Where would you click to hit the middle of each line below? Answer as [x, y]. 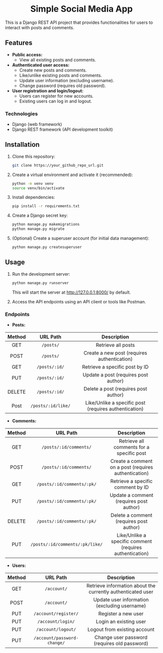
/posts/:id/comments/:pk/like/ [67, 544]
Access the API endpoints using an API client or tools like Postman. [79, 301]
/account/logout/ [56, 629]
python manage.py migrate [38, 229]
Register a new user [121, 614]
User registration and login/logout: [48, 90]
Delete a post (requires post [115, 388]
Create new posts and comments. [53, 70]
